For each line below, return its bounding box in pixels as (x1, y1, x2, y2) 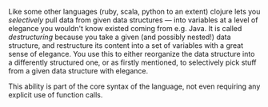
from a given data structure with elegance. (8, 66, 149, 75)
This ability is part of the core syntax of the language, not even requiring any (8, 81, 261, 91)
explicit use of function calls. (8, 90, 103, 99)
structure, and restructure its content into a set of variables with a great (8, 41, 244, 50)
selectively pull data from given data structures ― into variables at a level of (8, 15, 258, 25)
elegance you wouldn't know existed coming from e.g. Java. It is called (8, 24, 242, 33)
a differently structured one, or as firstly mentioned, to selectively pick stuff (8, 57, 257, 67)
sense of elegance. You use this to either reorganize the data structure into (8, 50, 255, 58)
